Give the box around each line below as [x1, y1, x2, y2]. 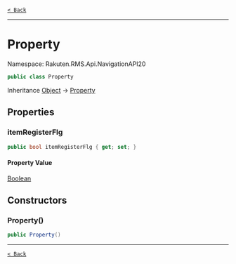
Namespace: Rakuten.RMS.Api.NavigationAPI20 [7, 60, 146, 68]
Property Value [7, 158, 53, 166]
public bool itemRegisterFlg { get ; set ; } [7, 143, 137, 150]
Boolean [7, 174, 32, 183]
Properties [7, 106, 55, 119]
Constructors [7, 194, 67, 206]
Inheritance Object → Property [7, 86, 96, 94]
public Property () [7, 232, 61, 239]
